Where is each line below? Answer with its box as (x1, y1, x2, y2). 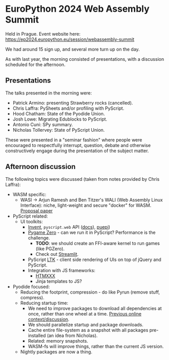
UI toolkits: (20, 218, 43, 225)
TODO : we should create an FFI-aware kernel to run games (35, 240, 160, 246)
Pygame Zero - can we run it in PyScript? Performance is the (28, 229, 156, 235)
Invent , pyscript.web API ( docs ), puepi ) (28, 224, 111, 230)
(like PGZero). (35, 246, 65, 252)
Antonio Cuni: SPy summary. (12, 121, 73, 128)
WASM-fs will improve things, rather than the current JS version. (28, 343, 164, 349)
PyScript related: (12, 213, 49, 219)
